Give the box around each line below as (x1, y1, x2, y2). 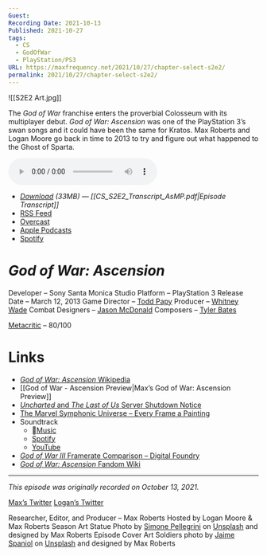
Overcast (19, 217, 50, 226)
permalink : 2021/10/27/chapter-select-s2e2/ (8, 71, 158, 79)
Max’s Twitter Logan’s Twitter (8, 497, 104, 507)
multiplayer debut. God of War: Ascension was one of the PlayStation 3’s (8, 116, 246, 126)
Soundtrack (19, 417, 58, 426)
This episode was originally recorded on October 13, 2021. (8, 482, 199, 491)
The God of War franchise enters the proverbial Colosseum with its (8, 108, 228, 118)
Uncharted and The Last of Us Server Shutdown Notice (19, 400, 202, 409)
